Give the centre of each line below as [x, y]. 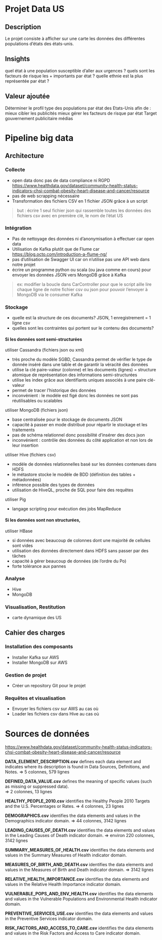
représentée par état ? [27, 81]
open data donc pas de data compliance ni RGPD [61, 180]
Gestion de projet [26, 675]
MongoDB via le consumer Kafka [50, 295]
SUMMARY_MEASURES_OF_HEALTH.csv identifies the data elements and [80, 850]
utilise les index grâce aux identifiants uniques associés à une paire [79, 380]
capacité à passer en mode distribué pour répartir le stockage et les [80, 425]
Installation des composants [39, 646]
